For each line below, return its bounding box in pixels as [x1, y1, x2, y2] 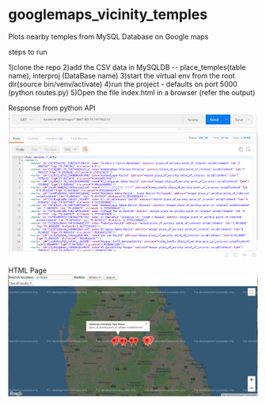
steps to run [8, 47, 47, 56]
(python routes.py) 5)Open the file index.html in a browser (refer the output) [8, 87, 256, 97]
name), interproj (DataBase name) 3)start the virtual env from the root [8, 71, 235, 80]
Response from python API [8, 103, 97, 113]
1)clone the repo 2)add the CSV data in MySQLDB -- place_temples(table [8, 62, 246, 72]
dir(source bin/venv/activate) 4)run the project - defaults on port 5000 [8, 79, 237, 89]
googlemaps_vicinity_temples [8, 6, 208, 24]
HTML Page [8, 266, 47, 275]
